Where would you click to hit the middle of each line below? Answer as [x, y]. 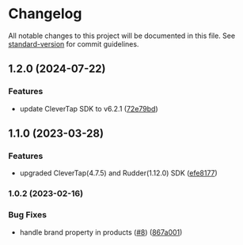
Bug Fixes [28, 215]
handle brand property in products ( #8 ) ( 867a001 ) [101, 232]
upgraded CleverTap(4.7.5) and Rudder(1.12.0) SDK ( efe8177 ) [118, 173]
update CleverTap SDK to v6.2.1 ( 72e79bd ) [89, 108]
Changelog [45, 14]
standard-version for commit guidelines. [74, 43]
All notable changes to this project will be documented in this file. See [122, 36]
